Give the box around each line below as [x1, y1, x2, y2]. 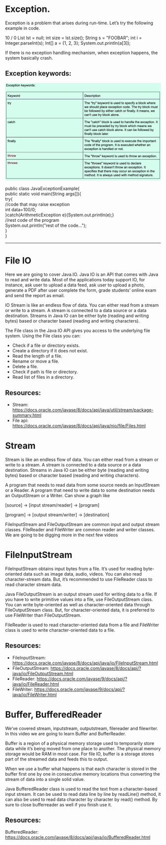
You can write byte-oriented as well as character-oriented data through [5, 601, 150, 607]
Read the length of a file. [12, 353, 63, 359]
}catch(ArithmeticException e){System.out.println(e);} [5, 212, 115, 218]
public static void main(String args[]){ [5, 191, 82, 197]
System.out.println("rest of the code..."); [5, 222, 87, 229]
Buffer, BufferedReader [5, 709, 102, 720]
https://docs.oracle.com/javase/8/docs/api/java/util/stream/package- [12, 407, 154, 413]
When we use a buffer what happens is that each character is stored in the [5, 766, 157, 772]
